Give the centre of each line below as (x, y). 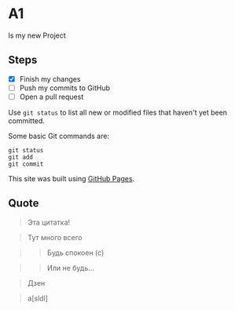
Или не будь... (70, 268)
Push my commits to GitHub (64, 88)
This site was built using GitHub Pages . (72, 178)
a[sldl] (38, 298)
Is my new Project (37, 35)
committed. (27, 120)
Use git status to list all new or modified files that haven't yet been (118, 112)
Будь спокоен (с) (75, 253)
